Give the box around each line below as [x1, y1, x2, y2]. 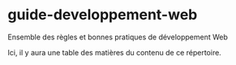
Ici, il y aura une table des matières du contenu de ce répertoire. [7, 47, 222, 57]
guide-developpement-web [7, 6, 198, 24]
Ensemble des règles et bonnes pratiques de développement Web [7, 32, 228, 42]
